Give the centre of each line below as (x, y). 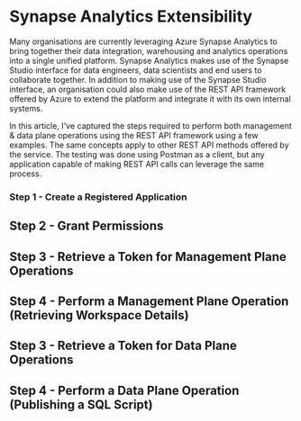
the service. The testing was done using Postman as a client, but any (137, 154)
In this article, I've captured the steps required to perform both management (151, 125)
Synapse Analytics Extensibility (131, 17)
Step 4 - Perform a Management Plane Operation (149, 302)
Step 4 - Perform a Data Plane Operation (124, 390)
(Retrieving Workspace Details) (99, 315)
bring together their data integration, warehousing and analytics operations (149, 50)
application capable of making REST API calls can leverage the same (137, 164)
